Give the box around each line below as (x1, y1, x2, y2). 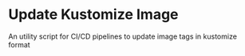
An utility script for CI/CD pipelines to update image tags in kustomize (8, 32, 238, 41)
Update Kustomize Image (8, 6, 179, 24)
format (8, 39, 30, 49)
